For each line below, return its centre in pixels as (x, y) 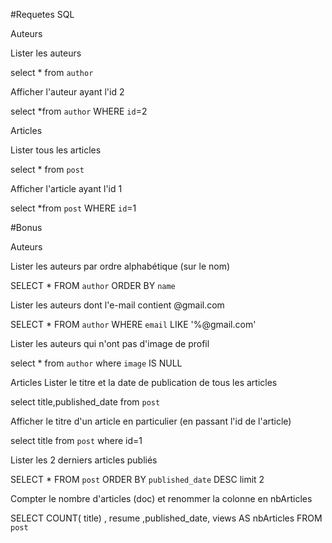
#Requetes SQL (42, 14)
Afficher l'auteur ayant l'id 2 (67, 92)
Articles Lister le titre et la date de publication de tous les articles (144, 382)
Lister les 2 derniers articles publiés (84, 460)
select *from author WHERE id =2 (79, 111)
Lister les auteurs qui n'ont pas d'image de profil (110, 343)
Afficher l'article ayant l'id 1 (66, 188)
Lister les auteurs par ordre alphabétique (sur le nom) (120, 266)
